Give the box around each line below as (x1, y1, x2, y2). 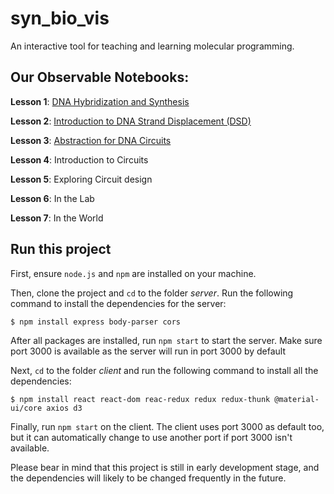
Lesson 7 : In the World (10, 212, 104, 224)
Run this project (10, 241, 112, 258)
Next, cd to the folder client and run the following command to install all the (10, 364, 319, 376)
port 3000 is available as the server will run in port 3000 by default (10, 345, 287, 357)
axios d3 (46, 403, 83, 413)
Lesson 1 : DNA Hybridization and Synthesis (10, 95, 190, 107)
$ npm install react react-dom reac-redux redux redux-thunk (10, 394, 271, 404)
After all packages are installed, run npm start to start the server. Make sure (10, 334, 323, 346)
